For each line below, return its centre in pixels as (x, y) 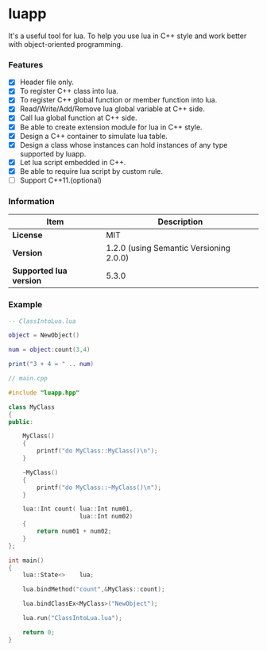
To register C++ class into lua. (69, 91)
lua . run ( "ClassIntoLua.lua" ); (73, 618)
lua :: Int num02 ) (106, 517)
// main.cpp (28, 379)
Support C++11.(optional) (60, 180)
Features (26, 64)
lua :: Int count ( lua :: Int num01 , (78, 509)
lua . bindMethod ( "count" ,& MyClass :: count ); (94, 589)
